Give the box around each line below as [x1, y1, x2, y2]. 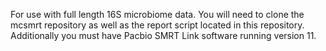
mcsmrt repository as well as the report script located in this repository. [10, 19, 305, 31]
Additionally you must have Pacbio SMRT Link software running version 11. [10, 30, 317, 41]
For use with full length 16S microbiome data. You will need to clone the [10, 9, 305, 20]
